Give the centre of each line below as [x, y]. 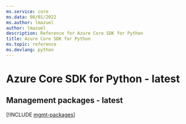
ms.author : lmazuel [30, 22]
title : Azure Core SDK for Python [49, 39]
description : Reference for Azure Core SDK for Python [75, 33]
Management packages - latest [65, 100]
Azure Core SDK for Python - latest [93, 78]
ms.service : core [27, 11]
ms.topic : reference [31, 45]
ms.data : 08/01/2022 [31, 17]
